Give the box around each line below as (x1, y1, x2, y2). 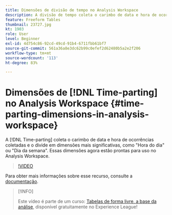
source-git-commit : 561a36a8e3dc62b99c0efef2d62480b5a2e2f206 (5, 46, 141, 51)
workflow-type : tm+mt (5, 50, 52, 56)
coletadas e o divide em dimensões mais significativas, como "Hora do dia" (5, 142, 165, 148)
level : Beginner (5, 37, 40, 42)
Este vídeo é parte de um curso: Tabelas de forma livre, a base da (17, 199, 157, 205)
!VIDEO (17, 163, 33, 169)
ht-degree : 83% (5, 60, 38, 65)
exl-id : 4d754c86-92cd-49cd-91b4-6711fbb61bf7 (5, 41, 106, 46)
